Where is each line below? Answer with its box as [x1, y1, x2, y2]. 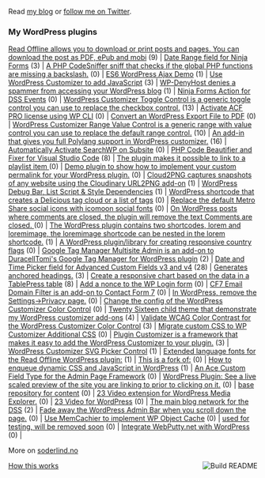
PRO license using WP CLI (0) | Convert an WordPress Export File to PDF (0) [8, 111, 256, 121]
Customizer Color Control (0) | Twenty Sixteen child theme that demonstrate [8, 304, 257, 314]
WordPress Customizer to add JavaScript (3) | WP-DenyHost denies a [8, 78, 236, 88]
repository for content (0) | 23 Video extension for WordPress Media [8, 389, 231, 398]
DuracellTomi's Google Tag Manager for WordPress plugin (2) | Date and [8, 254, 245, 264]
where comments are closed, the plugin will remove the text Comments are [8, 213, 253, 222]
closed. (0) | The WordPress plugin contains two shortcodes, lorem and [8, 220, 241, 230]
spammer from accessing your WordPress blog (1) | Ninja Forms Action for [8, 86, 251, 96]
